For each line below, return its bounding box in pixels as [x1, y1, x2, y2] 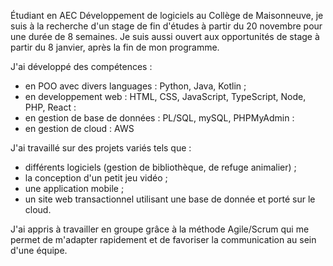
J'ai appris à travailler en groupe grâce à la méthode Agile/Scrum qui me [10, 223, 310, 235]
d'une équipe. [10, 245, 68, 256]
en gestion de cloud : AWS [24, 123, 135, 134]
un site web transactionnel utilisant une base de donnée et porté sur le [24, 193, 316, 205]
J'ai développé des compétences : [10, 61, 153, 72]
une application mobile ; [24, 183, 125, 194]
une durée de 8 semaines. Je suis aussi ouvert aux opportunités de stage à [10, 31, 320, 42]
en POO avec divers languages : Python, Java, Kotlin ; [24, 80, 247, 92]
